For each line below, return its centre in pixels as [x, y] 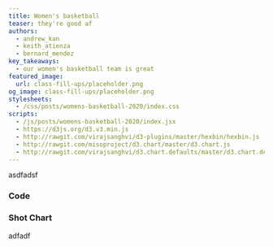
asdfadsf [23, 175]
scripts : [23, 115]
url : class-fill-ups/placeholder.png [80, 84]
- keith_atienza [43, 46]
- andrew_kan [38, 39]
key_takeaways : [34, 62]
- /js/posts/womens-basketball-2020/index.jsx [96, 122]
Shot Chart [30, 218]
